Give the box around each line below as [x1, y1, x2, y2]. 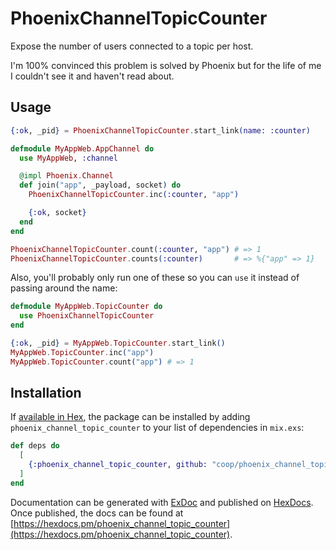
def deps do [10, 441, 60, 451]
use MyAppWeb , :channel [19, 153, 118, 163]
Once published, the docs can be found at [10, 507, 184, 519]
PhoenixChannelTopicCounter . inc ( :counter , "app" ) [28, 190, 240, 200]
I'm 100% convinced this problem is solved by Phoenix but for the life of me [10, 59, 322, 71]
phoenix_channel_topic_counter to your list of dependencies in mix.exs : [10, 422, 305, 434]
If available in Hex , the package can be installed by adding [10, 411, 251, 423]
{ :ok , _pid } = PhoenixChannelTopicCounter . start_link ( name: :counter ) [10, 125, 311, 136]
